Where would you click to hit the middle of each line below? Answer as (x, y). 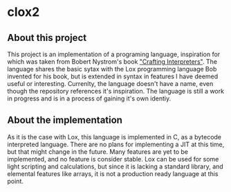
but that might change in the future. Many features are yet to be (98, 151)
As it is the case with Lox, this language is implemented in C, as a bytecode (114, 137)
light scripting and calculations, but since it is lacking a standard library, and (115, 166)
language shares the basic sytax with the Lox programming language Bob (112, 69)
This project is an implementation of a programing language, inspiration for (114, 54)
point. (16, 181)
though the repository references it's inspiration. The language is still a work (116, 91)
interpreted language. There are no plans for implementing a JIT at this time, (116, 144)
